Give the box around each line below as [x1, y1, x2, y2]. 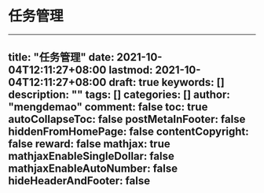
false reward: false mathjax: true [8, 137, 170, 150]
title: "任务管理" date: [8, 50, 115, 64]
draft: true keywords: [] [108, 76, 225, 89]
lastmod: [108, 64, 153, 77]
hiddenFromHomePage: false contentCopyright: [8, 125, 249, 139]
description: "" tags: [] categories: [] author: [8, 88, 230, 102]
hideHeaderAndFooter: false [8, 174, 151, 187]
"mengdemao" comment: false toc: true [8, 100, 208, 114]
